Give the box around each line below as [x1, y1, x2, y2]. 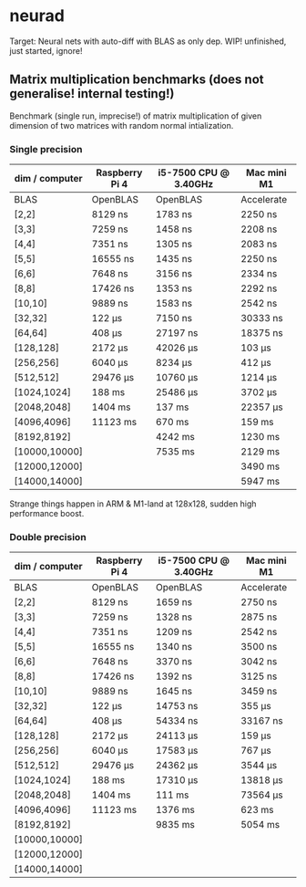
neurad [9, 5, 66, 26]
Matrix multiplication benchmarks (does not [9, 72, 264, 88]
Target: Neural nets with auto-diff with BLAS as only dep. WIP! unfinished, [9, 36, 287, 47]
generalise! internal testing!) [9, 86, 175, 101]
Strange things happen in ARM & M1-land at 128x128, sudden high [9, 498, 257, 509]
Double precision [9, 530, 87, 543]
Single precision [9, 142, 83, 155]
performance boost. [9, 508, 85, 519]
